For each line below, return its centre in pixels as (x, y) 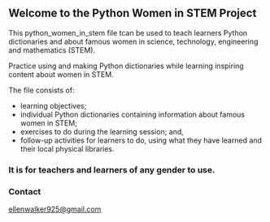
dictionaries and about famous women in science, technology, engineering (133, 41)
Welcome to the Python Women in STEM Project (133, 13)
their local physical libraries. (67, 148)
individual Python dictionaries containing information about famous (133, 114)
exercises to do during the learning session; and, (102, 131)
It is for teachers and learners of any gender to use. (112, 169)
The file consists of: (41, 90)
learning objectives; (53, 105)
